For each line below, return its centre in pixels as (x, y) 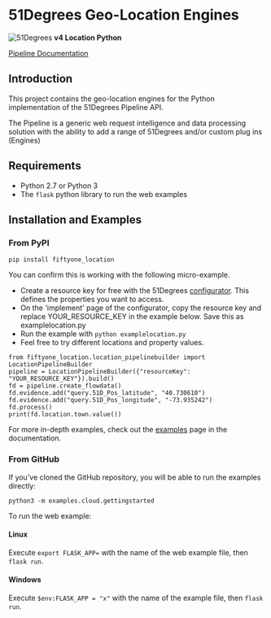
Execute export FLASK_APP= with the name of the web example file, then (128, 552)
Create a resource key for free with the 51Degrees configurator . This (135, 291)
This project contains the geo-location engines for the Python (112, 99)
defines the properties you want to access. (92, 300)
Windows (25, 580)
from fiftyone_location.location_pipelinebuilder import (107, 357)
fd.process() (31, 408)
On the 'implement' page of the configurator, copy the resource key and (141, 308)
